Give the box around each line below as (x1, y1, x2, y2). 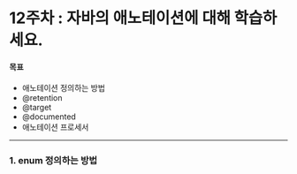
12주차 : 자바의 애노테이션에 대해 (9, 8, 232, 28)
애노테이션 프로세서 (21, 122, 89, 132)
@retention (21, 93, 64, 103)
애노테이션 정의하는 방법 (21, 83, 106, 94)
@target (21, 102, 52, 113)
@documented (21, 111, 77, 122)
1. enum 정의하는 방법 (9, 155, 97, 167)
